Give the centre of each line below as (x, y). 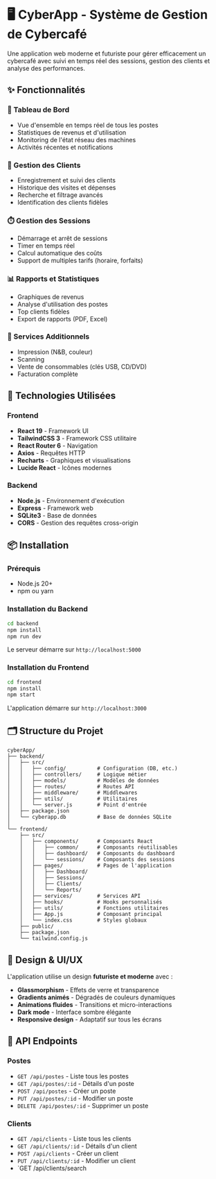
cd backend (23, 623)
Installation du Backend (48, 609)
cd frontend (24, 682)
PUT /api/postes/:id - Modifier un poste (75, 1098)
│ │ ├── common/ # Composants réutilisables (99, 848)
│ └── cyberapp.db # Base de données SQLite (89, 817)
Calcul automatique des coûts (60, 253)
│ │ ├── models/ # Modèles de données (83, 781)
